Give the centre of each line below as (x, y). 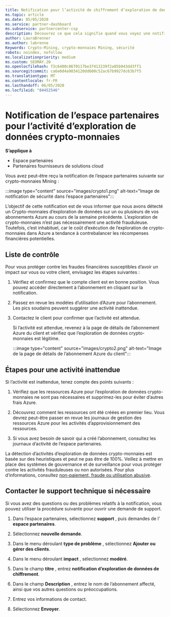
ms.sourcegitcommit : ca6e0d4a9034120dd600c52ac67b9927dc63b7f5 (73, 72)
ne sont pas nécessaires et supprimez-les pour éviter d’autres (99, 397)
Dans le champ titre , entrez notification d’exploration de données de (86, 568)
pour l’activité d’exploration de (71, 126)
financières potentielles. (30, 238)
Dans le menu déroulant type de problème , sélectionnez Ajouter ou (84, 543)
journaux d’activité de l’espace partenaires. (57, 444)
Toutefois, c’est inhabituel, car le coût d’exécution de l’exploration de (77, 228)
